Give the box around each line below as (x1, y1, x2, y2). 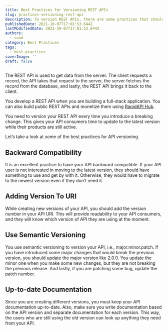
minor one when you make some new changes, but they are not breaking (5, 260, 156, 266)
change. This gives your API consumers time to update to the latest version (5, 119, 160, 125)
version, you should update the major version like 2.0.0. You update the (5, 255, 152, 261)
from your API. (5, 320, 35, 326)
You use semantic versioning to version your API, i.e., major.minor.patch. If (5, 244, 158, 250)
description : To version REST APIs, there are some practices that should (5, 17, 164, 22)
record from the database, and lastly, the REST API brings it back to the (5, 83, 152, 89)
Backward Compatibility (5, 148, 82, 157)
